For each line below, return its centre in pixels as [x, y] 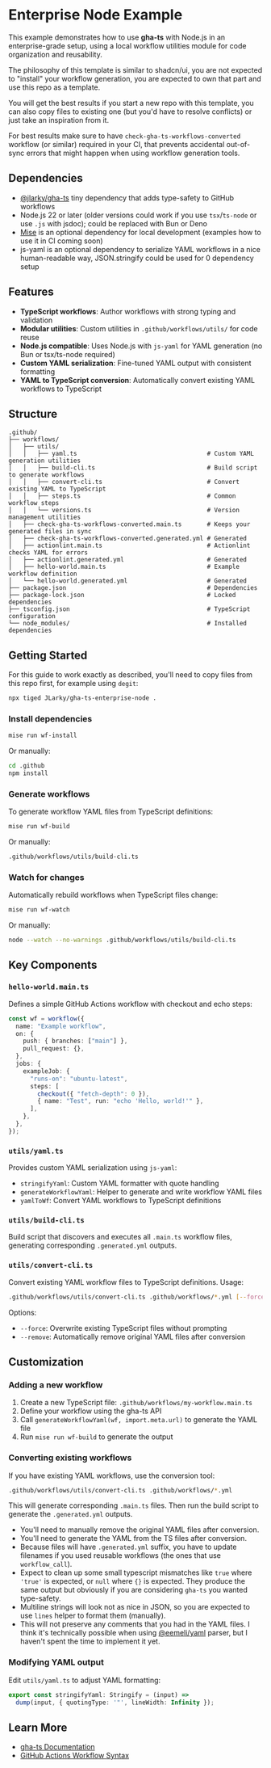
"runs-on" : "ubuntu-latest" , [79, 1079]
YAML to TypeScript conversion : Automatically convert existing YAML [138, 380]
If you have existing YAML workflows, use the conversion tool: [112, 1475]
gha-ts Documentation [57, 1747]
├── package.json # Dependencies [133, 588]
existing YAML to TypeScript [57, 489]
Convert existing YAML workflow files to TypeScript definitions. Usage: [126, 1282]
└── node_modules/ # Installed [128, 624]
